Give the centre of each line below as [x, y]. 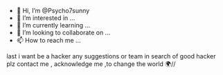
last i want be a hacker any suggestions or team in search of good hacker [111, 56]
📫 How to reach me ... [48, 40]
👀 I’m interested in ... [46, 18]
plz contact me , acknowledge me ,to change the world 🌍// [91, 64]
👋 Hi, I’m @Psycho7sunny [53, 11]
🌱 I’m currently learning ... [53, 25]
